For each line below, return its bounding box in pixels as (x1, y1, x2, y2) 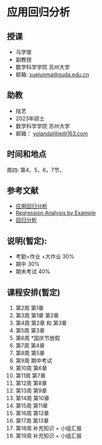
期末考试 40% (15, 268, 50, 275)
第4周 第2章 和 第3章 (15, 319, 67, 327)
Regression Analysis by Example (15, 209, 96, 216)
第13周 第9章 (15, 387, 47, 394)
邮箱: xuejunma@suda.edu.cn (15, 71, 89, 78)
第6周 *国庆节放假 (15, 334, 61, 342)
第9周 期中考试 (15, 357, 53, 364)
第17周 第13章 (15, 417, 49, 425)
